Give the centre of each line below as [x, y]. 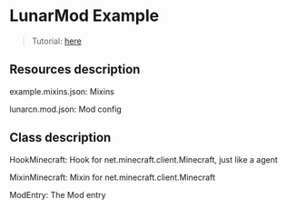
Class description [60, 138]
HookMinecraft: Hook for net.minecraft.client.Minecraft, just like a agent [144, 159]
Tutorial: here [56, 41]
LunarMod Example [84, 16]
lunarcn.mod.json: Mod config [66, 109]
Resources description [75, 70]
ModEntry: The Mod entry [58, 194]
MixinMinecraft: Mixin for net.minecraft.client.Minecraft [113, 177]
